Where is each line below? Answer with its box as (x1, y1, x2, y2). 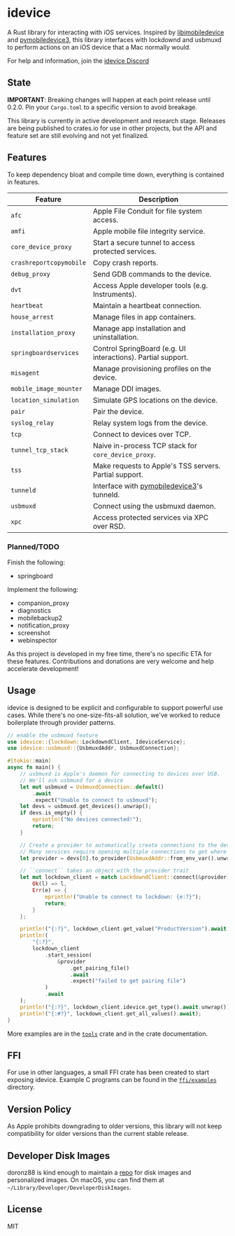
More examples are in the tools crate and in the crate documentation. (7, 1029, 208, 1038)
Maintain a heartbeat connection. (92, 300, 201, 310)
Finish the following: (7, 558, 65, 567)
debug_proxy (10, 270, 51, 278)
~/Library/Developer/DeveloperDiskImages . (7, 1183, 131, 1191)
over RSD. (92, 521, 126, 531)
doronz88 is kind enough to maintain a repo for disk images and (7, 1168, 192, 1176)
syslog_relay (10, 419, 55, 426)
